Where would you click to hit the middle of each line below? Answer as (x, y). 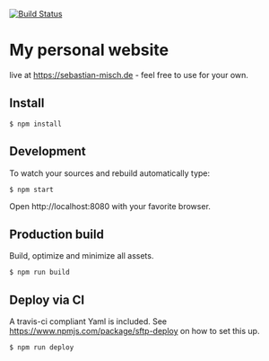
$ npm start (31, 189)
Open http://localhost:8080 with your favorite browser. (110, 206)
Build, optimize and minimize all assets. (82, 256)
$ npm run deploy (42, 348)
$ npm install (36, 124)
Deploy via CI (47, 299)
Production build (57, 234)
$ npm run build (39, 273)
